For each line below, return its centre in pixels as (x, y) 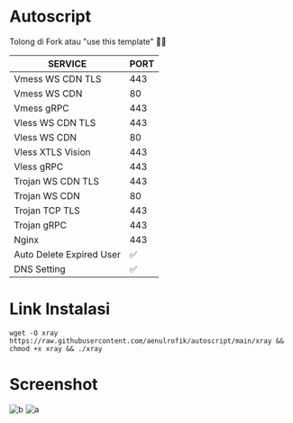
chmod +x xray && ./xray (56, 348)
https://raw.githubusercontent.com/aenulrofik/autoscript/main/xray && (146, 341)
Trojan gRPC (41, 225)
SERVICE (68, 63)
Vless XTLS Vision (52, 152)
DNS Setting (40, 269)
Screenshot (54, 385)
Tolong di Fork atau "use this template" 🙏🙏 (88, 41)
